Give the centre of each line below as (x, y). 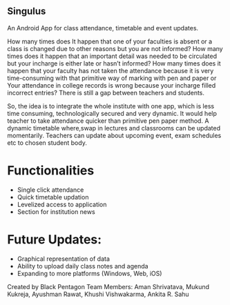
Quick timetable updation (53, 197)
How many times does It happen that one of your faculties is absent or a (110, 41)
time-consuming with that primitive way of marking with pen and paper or (112, 78)
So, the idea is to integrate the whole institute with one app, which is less (111, 106)
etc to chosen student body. (47, 142)
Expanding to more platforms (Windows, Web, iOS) (89, 273)
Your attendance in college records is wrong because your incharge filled (112, 85)
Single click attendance (50, 190)
